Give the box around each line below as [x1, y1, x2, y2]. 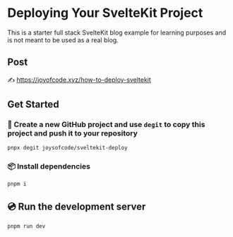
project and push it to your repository [7, 128, 138, 138]
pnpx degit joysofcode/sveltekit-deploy [7, 145, 129, 152]
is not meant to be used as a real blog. [7, 35, 119, 44]
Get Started [7, 99, 59, 111]
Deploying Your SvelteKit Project [7, 5, 203, 21]
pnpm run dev [7, 223, 46, 230]
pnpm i [7, 180, 27, 188]
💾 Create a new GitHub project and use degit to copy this [7, 120, 205, 130]
